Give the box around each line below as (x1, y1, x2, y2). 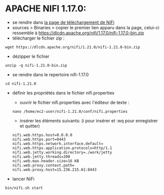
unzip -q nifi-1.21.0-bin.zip (5, 63, 68, 68)
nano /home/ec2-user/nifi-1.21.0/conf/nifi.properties (12, 109, 128, 114)
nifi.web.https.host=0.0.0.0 (12, 132, 73, 138)
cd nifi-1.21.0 (5, 81, 37, 86)
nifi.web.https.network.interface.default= (12, 141, 104, 146)
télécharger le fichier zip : (12, 35, 65, 41)
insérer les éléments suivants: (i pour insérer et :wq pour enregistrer (19, 117, 158, 124)
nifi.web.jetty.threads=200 (12, 154, 70, 159)
